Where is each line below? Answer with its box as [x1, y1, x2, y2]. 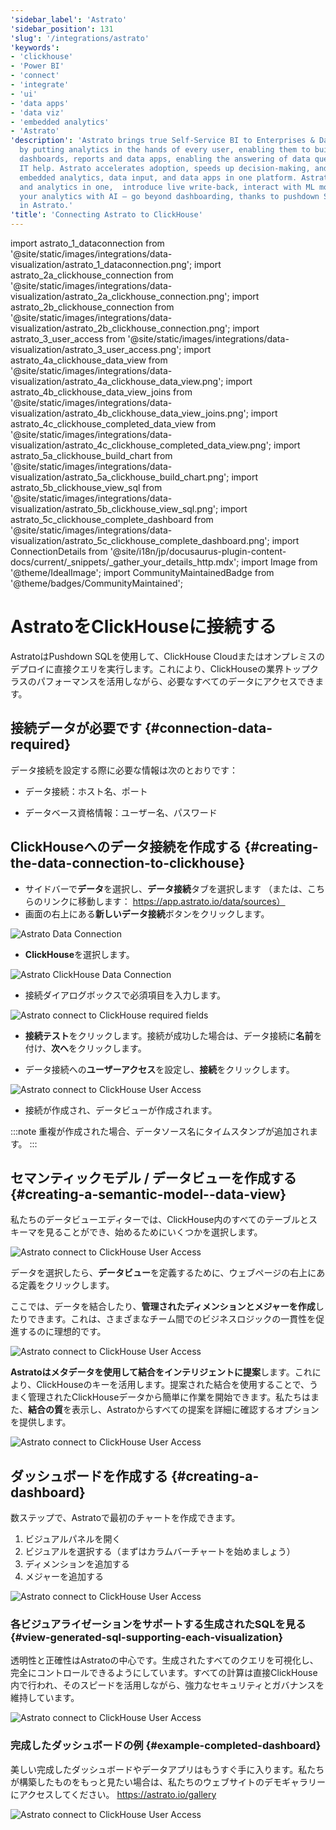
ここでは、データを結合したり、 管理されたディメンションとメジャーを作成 [10, 1301, 316, 1313]
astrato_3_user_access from [10, 333, 126, 345]
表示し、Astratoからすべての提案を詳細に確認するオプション [71, 1404, 320, 1416]
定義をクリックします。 [18, 1279, 115, 1291]
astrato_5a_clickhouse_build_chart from [10, 450, 173, 461]
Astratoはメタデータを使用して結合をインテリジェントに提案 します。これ [10, 1366, 313, 1378]
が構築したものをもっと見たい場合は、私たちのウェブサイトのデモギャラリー [10, 1776, 326, 1788]
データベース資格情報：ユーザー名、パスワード [24, 806, 218, 818]
